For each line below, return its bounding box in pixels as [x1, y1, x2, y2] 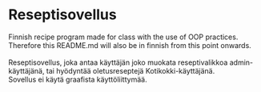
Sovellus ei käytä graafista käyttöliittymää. [8, 74, 147, 84]
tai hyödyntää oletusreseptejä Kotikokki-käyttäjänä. [46, 66, 215, 75]
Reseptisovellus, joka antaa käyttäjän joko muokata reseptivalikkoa [8, 58, 228, 67]
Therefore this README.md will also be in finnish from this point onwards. [8, 40, 252, 50]
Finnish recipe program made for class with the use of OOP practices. [8, 32, 239, 42]
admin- [229, 58, 254, 67]
